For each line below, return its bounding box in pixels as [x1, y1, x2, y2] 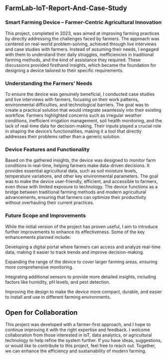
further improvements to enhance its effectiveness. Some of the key [5, 229, 145, 235]
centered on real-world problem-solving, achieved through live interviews [5, 41, 157, 47]
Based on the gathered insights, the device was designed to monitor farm [5, 157, 156, 164]
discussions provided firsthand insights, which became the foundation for [5, 62, 157, 68]
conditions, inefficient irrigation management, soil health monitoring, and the [5, 117, 162, 124]
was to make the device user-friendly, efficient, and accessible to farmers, [5, 179, 158, 184]
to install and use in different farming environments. [5, 294, 111, 300]
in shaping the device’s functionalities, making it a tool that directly [5, 128, 142, 134]
